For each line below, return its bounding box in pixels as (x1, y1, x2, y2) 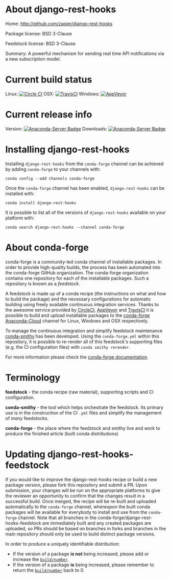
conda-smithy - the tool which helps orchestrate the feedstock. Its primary (5, 404, 164, 410)
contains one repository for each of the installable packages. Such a (5, 275, 149, 281)
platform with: (5, 214, 35, 221)
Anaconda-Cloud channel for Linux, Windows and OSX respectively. (5, 317, 149, 324)
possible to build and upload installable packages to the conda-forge (5, 312, 150, 318)
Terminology (5, 372, 60, 383)
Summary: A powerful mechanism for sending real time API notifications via (5, 50, 164, 56)
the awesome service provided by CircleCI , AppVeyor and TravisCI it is (5, 307, 154, 313)
